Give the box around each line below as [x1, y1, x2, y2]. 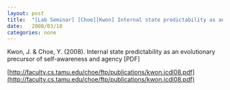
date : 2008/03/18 [7, 22, 63, 29]
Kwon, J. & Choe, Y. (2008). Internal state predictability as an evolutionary [7, 48, 216, 56]
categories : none [7, 29, 57, 36]
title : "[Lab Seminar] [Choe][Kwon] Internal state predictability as [7, 16, 216, 23]
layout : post [7, 10, 44, 17]
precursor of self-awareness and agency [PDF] [7, 55, 140, 63]
